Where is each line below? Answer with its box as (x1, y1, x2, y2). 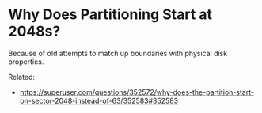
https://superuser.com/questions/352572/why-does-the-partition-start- (19, 87, 255, 96)
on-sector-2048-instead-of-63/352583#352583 (19, 96, 179, 105)
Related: (8, 72, 36, 81)
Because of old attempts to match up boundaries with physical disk (8, 48, 228, 58)
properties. (8, 57, 44, 66)
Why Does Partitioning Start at (8, 6, 212, 24)
